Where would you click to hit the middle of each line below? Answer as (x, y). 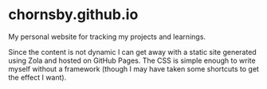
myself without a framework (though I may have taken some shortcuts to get (133, 68)
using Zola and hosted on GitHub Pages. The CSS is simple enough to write (132, 60)
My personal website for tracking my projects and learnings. (107, 37)
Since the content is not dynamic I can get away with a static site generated (132, 52)
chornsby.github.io (73, 15)
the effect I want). (37, 77)
